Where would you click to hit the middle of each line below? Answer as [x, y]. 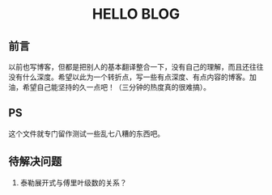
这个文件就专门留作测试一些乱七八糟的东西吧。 [86, 134]
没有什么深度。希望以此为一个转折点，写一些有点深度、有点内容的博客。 [129, 77]
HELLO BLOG [136, 14]
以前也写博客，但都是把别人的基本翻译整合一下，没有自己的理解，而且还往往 [136, 67]
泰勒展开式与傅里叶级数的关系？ [73, 182]
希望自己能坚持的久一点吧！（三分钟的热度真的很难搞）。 [116, 87]
